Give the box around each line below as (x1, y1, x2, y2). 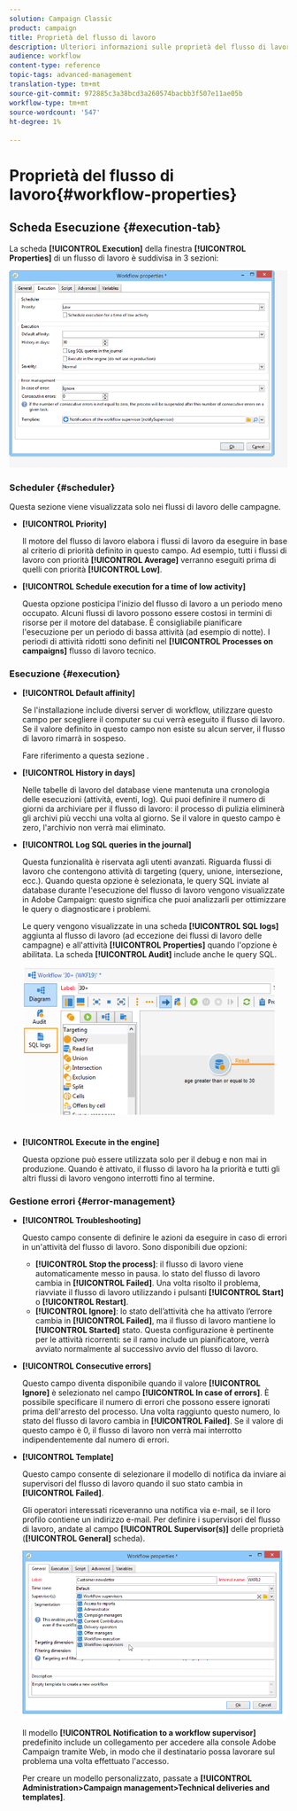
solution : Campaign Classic (9, 14, 113, 23)
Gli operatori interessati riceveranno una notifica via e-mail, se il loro (21, 1505, 271, 1516)
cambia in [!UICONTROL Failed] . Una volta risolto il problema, (34, 1277, 261, 1289)
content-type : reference (9, 61, 101, 70)
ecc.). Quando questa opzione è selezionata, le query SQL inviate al (21, 876, 270, 886)
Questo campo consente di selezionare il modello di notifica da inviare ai (21, 1469, 286, 1479)
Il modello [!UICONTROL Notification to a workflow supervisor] (21, 1727, 256, 1737)
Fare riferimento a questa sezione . (21, 750, 149, 761)
